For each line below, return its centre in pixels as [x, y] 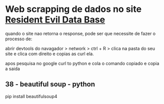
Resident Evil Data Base [55, 20]
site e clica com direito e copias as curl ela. [49, 54]
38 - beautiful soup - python [50, 84]
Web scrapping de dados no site [73, 9]
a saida [12, 69]
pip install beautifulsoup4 [31, 96]
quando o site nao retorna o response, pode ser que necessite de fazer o [80, 33]
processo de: [19, 39]
